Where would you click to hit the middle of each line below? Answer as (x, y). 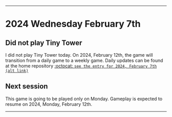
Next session (27, 87)
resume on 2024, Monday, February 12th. (49, 104)
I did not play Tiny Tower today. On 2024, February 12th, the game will (79, 55)
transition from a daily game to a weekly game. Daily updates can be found (84, 60)
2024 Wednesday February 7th (73, 24)
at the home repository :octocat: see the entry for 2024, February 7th (81, 66)
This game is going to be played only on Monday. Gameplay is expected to (84, 99)
